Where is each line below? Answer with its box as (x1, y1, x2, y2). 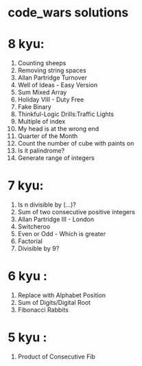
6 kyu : (8, 268, 47, 284)
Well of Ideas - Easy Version (17, 81, 98, 89)
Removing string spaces (17, 67, 86, 75)
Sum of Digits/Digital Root (17, 299, 91, 306)
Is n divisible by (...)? (17, 201, 76, 209)
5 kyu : (8, 330, 47, 345)
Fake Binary (17, 103, 52, 111)
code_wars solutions (8, 5, 129, 21)
